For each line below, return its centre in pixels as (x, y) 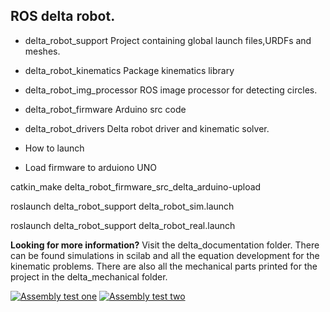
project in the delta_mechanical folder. (89, 276)
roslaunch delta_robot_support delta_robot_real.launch (123, 225)
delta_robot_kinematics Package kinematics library (129, 70)
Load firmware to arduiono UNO (90, 167)
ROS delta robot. (63, 16)
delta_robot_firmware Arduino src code (105, 109)
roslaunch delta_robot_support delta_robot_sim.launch (122, 206)
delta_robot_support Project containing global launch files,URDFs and (168, 40)
